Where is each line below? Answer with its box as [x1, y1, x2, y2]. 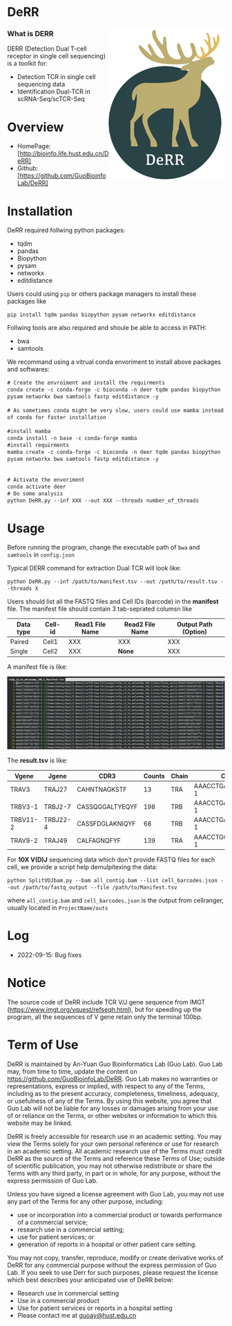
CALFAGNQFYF [77, 837, 121, 845]
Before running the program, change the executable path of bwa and [7, 543, 200, 552]
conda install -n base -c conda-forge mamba [7, 435, 137, 442]
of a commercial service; [17, 1218, 88, 1226]
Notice [7, 975, 46, 991]
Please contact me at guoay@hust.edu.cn [17, 1311, 137, 1319]
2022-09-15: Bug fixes [17, 951, 82, 959]
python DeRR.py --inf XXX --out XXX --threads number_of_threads [7, 497, 199, 505]
